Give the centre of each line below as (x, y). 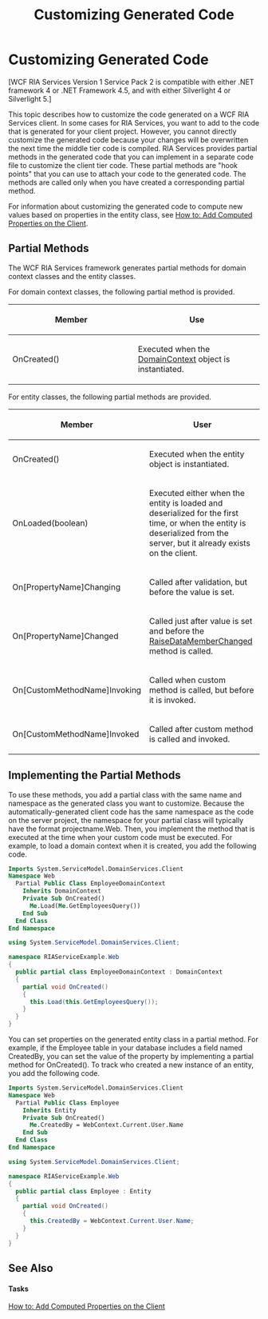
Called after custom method (201, 729)
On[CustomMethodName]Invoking (77, 689)
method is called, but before (201, 689)
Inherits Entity (50, 1110)
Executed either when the (197, 493)
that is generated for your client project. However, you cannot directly (122, 131)
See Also (31, 1268)
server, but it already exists (200, 543)
